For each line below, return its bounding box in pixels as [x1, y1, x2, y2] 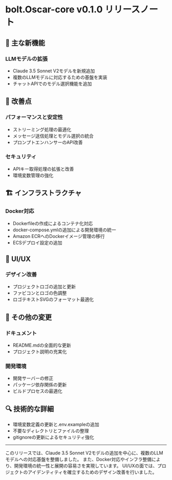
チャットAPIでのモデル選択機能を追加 [12, 81, 92, 87]
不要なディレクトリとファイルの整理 [12, 428, 89, 434]
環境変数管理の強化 [12, 172, 54, 178]
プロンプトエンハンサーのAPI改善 [12, 139, 83, 145]
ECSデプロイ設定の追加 [12, 239, 62, 246]
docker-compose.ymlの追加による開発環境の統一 [12, 227, 116, 233]
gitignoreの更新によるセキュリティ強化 [12, 434, 94, 441]
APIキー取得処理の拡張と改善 [12, 166, 74, 172]
